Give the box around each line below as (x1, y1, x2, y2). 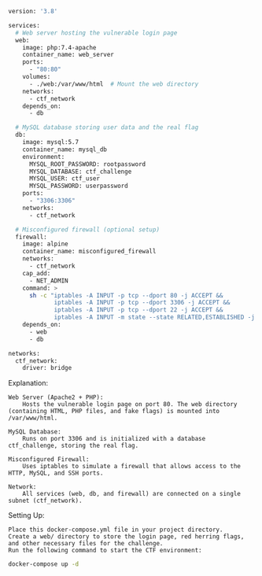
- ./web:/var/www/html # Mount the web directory (28, 79, 199, 88)
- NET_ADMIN (28, 276, 68, 285)
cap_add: (22, 269, 51, 277)
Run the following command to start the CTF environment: (8, 547, 202, 555)
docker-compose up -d (8, 560, 79, 568)
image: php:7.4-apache (22, 43, 97, 51)
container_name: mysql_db (22, 146, 108, 153)
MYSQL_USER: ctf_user (28, 175, 101, 183)
